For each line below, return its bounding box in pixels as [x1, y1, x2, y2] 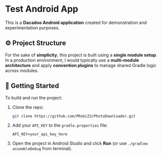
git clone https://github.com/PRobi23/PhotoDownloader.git [12, 113, 136, 118]
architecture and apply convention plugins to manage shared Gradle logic [5, 62, 157, 68]
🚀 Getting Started [5, 82, 59, 90]
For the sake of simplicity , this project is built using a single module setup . [5, 52, 158, 58]
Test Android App [5, 3, 79, 15]
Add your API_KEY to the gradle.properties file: [12, 122, 108, 128]
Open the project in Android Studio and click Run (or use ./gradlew [12, 140, 148, 146]
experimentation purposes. [5, 24, 60, 30]
